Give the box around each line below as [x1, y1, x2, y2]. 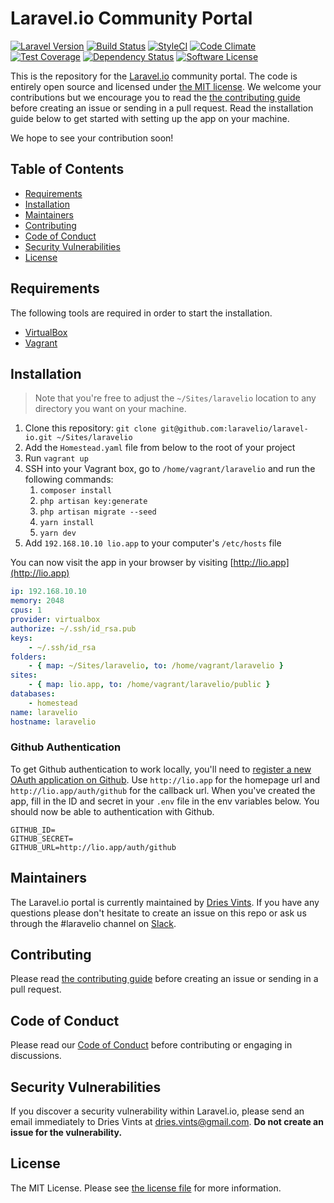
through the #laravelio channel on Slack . [10, 917, 177, 929]
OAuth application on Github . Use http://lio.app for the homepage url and [10, 773, 321, 786]
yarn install [39, 518, 95, 528]
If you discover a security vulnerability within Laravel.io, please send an [10, 1105, 305, 1117]
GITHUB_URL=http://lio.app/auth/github [10, 842, 177, 852]
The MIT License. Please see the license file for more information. [10, 1182, 282, 1194]
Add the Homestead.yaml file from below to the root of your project [24, 442, 296, 454]
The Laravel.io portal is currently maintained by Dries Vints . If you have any [10, 896, 320, 908]
